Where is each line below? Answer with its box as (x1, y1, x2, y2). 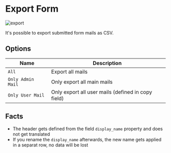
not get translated (12, 131, 50, 137)
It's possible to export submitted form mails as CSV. (5, 29, 113, 36)
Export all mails (51, 68, 88, 75)
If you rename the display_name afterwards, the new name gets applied (12, 136, 162, 142)
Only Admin (8, 76, 34, 82)
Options (5, 44, 32, 53)
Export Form (5, 3, 59, 15)
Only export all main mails (51, 78, 113, 85)
